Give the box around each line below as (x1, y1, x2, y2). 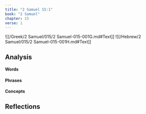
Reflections (5, 102, 41, 111)
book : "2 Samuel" (5, 12, 40, 16)
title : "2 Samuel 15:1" (5, 7, 53, 12)
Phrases (5, 77, 22, 83)
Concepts (5, 88, 25, 94)
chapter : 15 (5, 16, 29, 21)
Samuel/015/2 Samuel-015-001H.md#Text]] (5, 39, 91, 45)
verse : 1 (5, 20, 23, 26)
